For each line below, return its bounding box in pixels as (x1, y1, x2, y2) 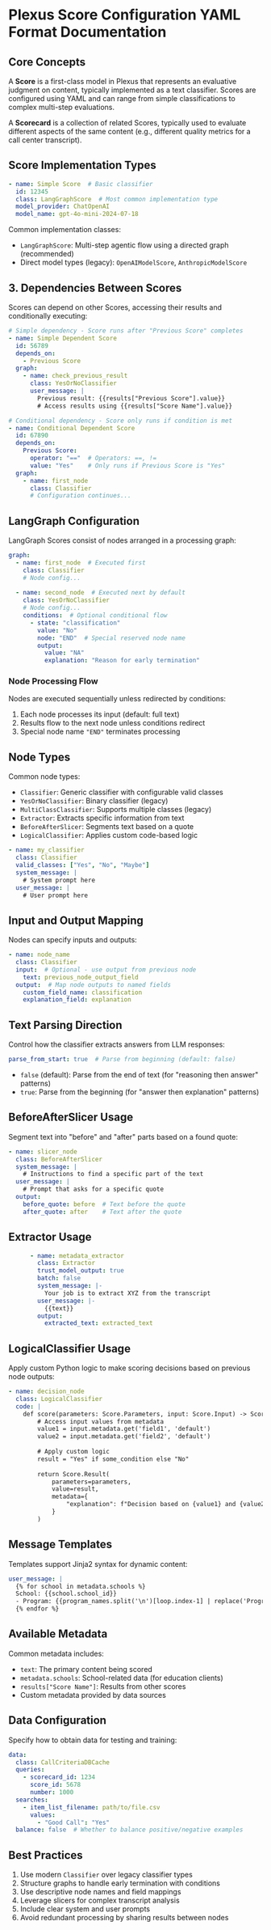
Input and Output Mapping (8, 913, 144, 927)
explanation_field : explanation (23, 996, 131, 1004)
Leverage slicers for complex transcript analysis (19, 1895, 180, 1906)
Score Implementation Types (8, 159, 156, 172)
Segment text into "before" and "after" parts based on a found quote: (8, 1132, 239, 1141)
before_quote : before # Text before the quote (23, 1200, 186, 1208)
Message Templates (8, 1538, 113, 1551)
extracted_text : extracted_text (44, 1319, 153, 1327)
